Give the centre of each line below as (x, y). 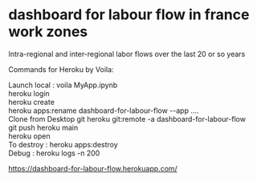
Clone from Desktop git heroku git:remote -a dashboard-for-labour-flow (127, 119)
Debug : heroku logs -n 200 (54, 153)
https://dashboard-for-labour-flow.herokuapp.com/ (93, 168)
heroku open (29, 136)
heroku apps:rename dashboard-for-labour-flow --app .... (104, 111)
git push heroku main (43, 127)
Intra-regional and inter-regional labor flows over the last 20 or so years (127, 54)
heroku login (29, 93)
